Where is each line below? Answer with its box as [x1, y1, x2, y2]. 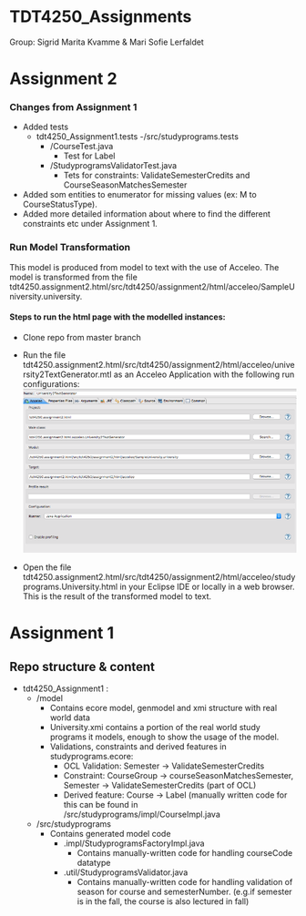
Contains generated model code [49, 829, 171, 840]
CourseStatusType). [22, 198, 97, 210]
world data [49, 712, 91, 723]
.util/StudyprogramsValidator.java [63, 867, 189, 878]
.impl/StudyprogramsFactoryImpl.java [63, 838, 205, 849]
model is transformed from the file [9, 271, 138, 282]
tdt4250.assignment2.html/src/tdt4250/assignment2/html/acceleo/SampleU [9, 280, 296, 292]
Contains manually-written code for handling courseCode [76, 848, 293, 859]
